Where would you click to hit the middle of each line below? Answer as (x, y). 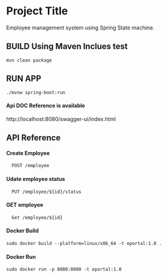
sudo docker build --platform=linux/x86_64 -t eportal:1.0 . (84, 243)
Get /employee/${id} (37, 217)
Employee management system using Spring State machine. (80, 28)
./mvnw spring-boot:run (36, 92)
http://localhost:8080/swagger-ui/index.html (61, 119)
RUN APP (24, 79)
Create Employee (28, 153)
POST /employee (31, 166)
